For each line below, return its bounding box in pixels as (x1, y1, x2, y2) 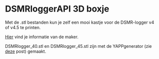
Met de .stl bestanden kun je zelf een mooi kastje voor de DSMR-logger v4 (5, 19, 154, 25)
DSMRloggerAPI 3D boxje (5, 3, 110, 15)
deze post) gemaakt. (5, 48, 47, 54)
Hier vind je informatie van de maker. (5, 34, 79, 40)
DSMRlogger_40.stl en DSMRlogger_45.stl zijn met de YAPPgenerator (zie (5, 43, 152, 49)
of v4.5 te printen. (5, 24, 41, 30)
